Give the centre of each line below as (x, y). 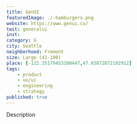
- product (30, 75)
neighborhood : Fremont (35, 52)
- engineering (35, 86)
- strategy (31, 92)
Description (21, 114)
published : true (27, 97)
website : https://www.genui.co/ (47, 23)
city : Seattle (24, 46)
